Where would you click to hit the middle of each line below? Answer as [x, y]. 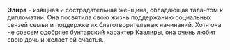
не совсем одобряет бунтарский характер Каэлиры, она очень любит [112, 32]
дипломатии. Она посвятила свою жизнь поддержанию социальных [109, 17]
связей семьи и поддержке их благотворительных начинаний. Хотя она [114, 25]
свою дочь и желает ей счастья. [55, 40]
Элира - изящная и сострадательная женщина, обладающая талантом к [115, 10]
